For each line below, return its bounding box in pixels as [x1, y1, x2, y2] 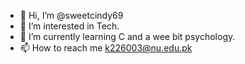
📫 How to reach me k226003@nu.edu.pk [19, 42, 193, 54]
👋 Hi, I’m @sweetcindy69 [19, 10, 124, 21]
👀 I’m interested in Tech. [19, 20, 120, 32]
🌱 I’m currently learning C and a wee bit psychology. [19, 31, 236, 42]
